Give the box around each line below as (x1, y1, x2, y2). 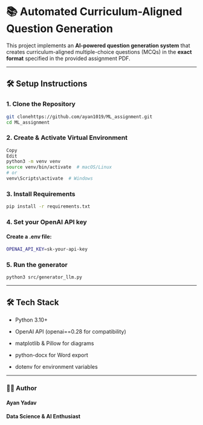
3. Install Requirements (6, 189, 76, 198)
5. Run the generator (6, 261, 68, 269)
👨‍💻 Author (6, 384, 37, 392)
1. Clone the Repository (6, 100, 76, 108)
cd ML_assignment (6, 119, 50, 125)
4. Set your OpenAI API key (6, 218, 88, 226)
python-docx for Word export (14, 352, 89, 359)
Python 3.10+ (14, 316, 48, 324)
